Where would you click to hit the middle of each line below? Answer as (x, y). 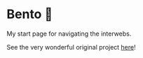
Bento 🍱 (30, 14)
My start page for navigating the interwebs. (69, 34)
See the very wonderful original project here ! (71, 47)
